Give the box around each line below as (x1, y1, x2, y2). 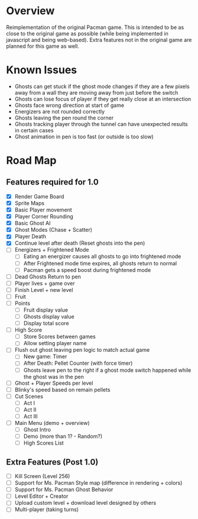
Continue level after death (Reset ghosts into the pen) (14, 239, 145, 246)
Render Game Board (14, 193, 64, 200)
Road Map (6, 154, 57, 167)
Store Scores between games (23, 333, 96, 340)
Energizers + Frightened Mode (14, 246, 89, 254)
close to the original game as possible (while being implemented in (6, 30, 168, 37)
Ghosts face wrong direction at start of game (14, 102, 125, 109)
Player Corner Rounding (14, 213, 74, 220)
